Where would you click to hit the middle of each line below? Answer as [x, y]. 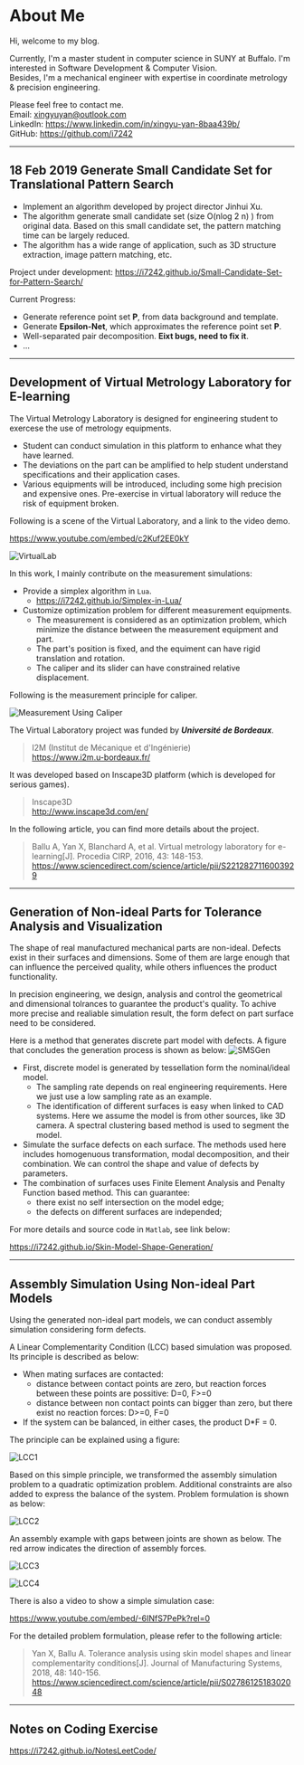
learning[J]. [53, 856]
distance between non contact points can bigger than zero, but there [164, 1403]
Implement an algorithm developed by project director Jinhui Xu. [142, 206]
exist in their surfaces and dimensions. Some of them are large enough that [150, 958]
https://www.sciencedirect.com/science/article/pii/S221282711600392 [163, 866]
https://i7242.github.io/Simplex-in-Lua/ [109, 600]
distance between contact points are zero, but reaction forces [151, 1384]
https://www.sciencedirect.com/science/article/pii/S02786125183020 [161, 1683]
